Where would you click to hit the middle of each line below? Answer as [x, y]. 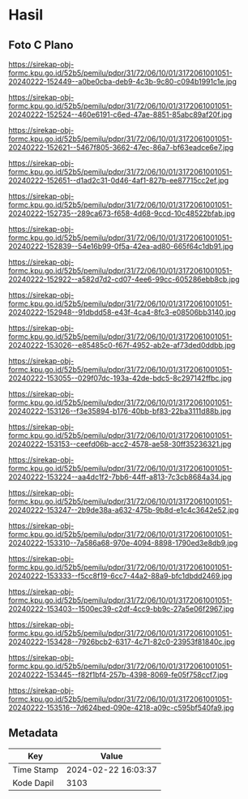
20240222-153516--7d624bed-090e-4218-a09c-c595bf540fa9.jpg [122, 708]
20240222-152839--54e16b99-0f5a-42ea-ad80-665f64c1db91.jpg [121, 246]
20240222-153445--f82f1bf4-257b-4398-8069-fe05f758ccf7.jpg [118, 674]
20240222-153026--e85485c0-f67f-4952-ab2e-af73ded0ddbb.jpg [122, 345]
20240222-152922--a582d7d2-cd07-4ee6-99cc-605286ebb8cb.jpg [124, 279]
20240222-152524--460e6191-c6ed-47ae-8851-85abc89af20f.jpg [120, 114]
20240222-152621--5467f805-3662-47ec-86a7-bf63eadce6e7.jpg [121, 147]
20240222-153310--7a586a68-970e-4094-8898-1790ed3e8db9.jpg [123, 543]
